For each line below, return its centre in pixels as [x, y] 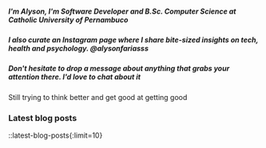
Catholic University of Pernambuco [68, 19]
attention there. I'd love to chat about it [75, 77]
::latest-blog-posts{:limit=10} [56, 135]
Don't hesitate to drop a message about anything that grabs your [119, 69]
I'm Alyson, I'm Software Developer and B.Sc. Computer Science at [122, 11]
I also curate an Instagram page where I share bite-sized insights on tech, [133, 39]
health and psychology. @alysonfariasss [79, 48]
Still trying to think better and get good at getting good [98, 97]
